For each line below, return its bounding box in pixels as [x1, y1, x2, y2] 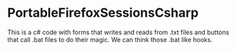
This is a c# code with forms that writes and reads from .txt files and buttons [7, 28, 230, 36]
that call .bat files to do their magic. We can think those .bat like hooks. [7, 35, 213, 43]
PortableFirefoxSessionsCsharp [7, 5, 199, 21]
